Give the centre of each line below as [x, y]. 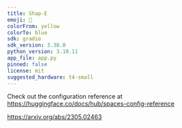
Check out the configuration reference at [65, 97]
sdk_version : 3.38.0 [37, 45]
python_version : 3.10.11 [43, 52]
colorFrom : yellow [33, 26]
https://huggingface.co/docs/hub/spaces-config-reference [91, 104]
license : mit [26, 71]
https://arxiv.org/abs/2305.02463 [55, 117]
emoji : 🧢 [20, 20]
